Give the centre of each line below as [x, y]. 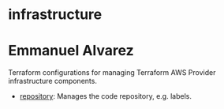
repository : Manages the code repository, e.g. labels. [105, 96]
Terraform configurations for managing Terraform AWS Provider [112, 73]
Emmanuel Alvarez [71, 51]
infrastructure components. [52, 81]
